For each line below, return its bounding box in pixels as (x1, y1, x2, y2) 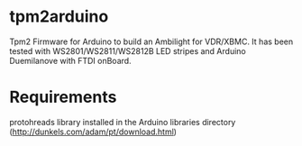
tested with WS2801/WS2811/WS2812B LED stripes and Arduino (9, 45, 246, 56)
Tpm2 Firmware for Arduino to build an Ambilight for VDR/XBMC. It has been (9, 36, 294, 47)
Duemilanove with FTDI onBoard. (9, 55, 133, 66)
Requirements (9, 87, 117, 107)
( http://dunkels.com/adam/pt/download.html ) (9, 126, 178, 137)
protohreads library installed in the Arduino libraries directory (9, 116, 236, 127)
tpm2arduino (9, 6, 109, 27)
